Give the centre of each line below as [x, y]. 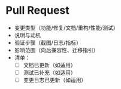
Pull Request [37, 10]
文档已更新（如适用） [49, 65]
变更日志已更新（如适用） [55, 80]
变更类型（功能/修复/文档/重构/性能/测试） [66, 27]
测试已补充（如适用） [49, 73]
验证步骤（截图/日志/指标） [48, 42]
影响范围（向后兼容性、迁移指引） [56, 50]
